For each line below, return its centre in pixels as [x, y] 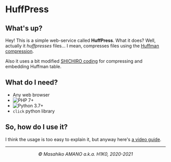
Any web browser [31, 95]
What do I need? [32, 83]
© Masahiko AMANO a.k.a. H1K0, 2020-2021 [85, 154]
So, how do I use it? [36, 127]
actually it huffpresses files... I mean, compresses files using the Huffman [82, 46]
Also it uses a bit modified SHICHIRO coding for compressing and [74, 61]
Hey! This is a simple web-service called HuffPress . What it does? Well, [81, 40]
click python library [34, 111]
